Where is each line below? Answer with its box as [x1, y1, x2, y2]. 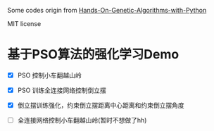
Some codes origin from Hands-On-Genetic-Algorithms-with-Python [7, 6, 207, 14]
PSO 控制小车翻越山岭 [17, 70, 82, 80]
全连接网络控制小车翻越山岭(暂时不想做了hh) [17, 116, 147, 125]
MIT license [7, 20, 42, 27]
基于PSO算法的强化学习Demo [7, 46, 180, 63]
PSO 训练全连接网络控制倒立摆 [17, 86, 107, 94]
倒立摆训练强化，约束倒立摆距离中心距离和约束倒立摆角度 [17, 101, 184, 110]
